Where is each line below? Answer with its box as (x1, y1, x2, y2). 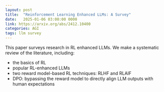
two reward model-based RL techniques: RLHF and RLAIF (12, 70, 132, 76)
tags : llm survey (5, 31, 42, 36)
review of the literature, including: (5, 50, 75, 56)
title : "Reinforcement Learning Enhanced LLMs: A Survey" (5, 12, 131, 17)
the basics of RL (12, 60, 46, 65)
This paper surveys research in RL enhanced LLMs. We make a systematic (5, 45, 159, 50)
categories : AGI (5, 26, 39, 31)
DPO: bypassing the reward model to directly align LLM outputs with (12, 76, 153, 81)
